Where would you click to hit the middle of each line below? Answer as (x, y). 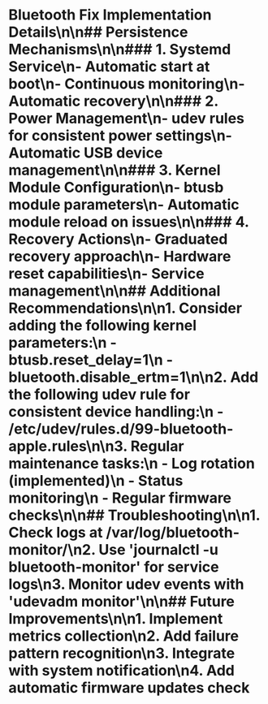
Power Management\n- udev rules (127, 119)
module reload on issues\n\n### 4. (129, 222)
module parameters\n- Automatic (124, 205)
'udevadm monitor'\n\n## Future (122, 602)
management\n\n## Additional (115, 291)
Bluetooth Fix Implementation (110, 15)
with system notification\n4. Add (122, 671)
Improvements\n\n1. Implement (116, 619)
